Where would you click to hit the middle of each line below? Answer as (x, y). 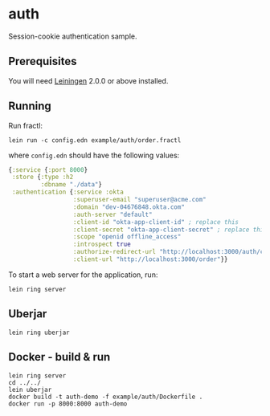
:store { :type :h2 (43, 177)
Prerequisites (43, 61)
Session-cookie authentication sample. (73, 36)
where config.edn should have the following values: (94, 155)
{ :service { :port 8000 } (48, 169)
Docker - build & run (59, 357)
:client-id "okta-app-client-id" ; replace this (156, 222)
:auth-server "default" (112, 214)
